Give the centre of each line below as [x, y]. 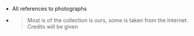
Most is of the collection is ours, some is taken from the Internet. [108, 20]
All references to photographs [49, 9]
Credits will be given [52, 27]
